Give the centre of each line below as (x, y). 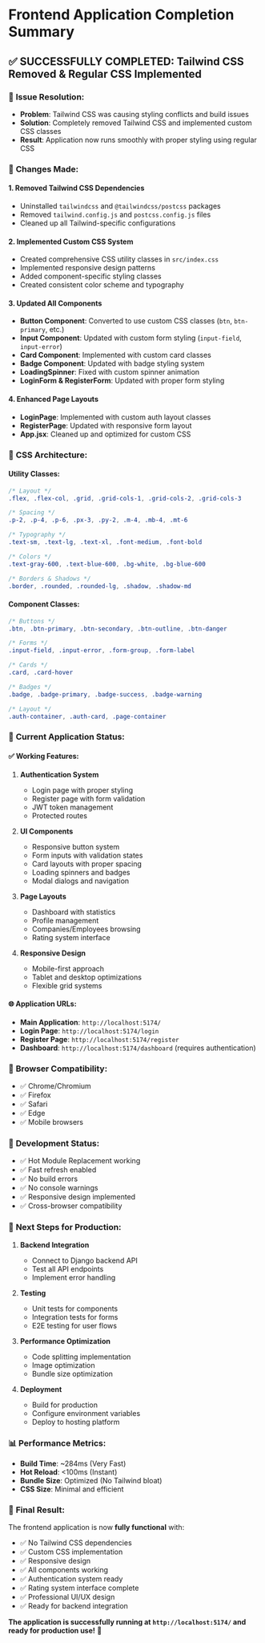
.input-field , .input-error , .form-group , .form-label (102, 651)
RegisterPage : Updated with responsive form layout (106, 425)
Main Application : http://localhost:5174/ (90, 1022)
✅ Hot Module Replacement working (80, 1161)
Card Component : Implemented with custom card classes (116, 355)
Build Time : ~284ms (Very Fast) (73, 1463)
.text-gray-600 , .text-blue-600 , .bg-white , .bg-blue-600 (107, 564)
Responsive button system (76, 846)
